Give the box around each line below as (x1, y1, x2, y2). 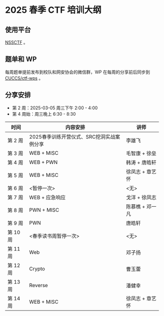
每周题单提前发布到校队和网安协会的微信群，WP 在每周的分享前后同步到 (5, 69, 150, 75)
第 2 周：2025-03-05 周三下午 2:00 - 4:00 (12, 105, 98, 111)
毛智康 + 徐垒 (126, 150, 157, 157)
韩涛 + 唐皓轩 (126, 159, 157, 166)
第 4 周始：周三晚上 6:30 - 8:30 (12, 111, 76, 117)
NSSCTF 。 (5, 40, 28, 45)
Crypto (29, 265, 45, 272)
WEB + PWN (29, 159, 58, 166)
